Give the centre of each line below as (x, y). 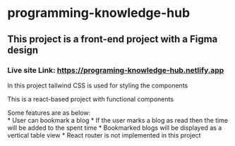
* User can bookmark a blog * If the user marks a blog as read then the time (117, 120)
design (23, 50)
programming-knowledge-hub (99, 13)
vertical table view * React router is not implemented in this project (104, 135)
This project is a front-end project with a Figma (113, 39)
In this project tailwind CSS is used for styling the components (98, 85)
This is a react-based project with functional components (91, 99)
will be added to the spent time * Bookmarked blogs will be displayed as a (115, 128)
